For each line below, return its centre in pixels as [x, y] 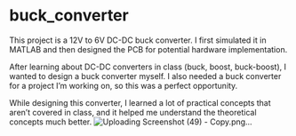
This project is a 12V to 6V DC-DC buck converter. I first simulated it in [138, 40]
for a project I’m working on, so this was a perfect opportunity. [124, 85]
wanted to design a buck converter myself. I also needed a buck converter [145, 76]
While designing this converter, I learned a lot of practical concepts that [140, 102]
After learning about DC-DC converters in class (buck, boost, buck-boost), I [148, 67]
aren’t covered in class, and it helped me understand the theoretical [133, 112]
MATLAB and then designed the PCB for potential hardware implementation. [148, 49]
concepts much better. [51, 122]
